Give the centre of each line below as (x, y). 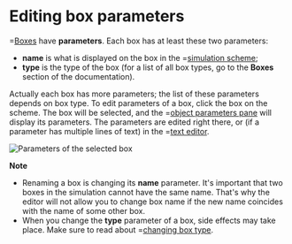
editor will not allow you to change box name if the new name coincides (152, 202)
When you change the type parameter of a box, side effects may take (149, 220)
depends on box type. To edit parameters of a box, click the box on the (138, 103)
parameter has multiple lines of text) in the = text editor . (109, 131)
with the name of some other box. (84, 210)
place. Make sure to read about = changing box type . (118, 229)
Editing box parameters (97, 16)
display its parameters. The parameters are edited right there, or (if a (134, 122)
